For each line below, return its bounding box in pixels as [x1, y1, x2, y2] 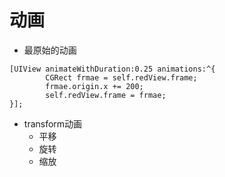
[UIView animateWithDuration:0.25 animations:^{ [9, 64, 216, 74]
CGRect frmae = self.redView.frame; [45, 72, 198, 83]
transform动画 [23, 117, 83, 130]
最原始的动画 [23, 44, 77, 56]
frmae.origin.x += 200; [45, 81, 144, 91]
